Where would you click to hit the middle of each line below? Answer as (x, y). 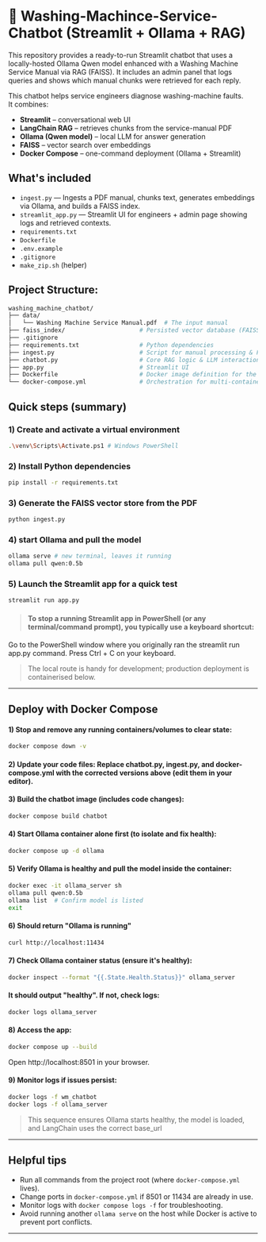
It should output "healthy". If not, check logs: (84, 995)
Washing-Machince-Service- (119, 16)
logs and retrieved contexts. (65, 222)
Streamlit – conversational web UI (75, 119)
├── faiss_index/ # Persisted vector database (122, 330)
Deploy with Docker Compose (83, 709)
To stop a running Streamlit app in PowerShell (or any (117, 618)
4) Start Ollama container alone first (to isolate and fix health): (112, 834)
